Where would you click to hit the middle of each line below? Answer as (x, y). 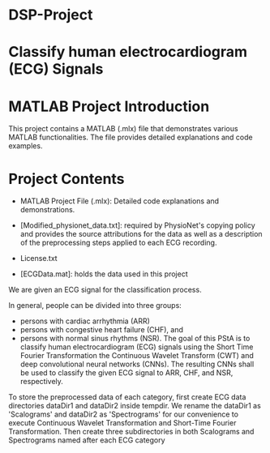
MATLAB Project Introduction (109, 106)
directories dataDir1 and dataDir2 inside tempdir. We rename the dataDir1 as (135, 406)
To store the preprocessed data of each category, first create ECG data (127, 397)
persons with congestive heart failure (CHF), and (102, 330)
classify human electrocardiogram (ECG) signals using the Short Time (137, 347)
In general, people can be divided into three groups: (95, 306)
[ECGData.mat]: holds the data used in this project (104, 274)
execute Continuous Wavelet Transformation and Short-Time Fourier (122, 423)
